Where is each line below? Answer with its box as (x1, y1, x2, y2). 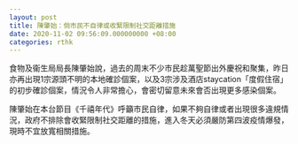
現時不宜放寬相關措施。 (9, 125, 95, 137)
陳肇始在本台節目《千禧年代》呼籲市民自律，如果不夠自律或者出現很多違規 (9, 103, 281, 115)
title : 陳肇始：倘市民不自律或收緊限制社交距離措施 (9, 21, 176, 30)
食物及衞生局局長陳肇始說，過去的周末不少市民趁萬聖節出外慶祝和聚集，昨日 (9, 63, 289, 73)
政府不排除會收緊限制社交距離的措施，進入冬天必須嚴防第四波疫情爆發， (24, 115, 289, 125)
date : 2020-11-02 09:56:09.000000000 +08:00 (9, 29, 176, 38)
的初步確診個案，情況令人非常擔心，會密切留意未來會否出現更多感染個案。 (9, 85, 281, 95)
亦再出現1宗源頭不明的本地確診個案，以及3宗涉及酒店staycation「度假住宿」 (9, 74, 288, 85)
